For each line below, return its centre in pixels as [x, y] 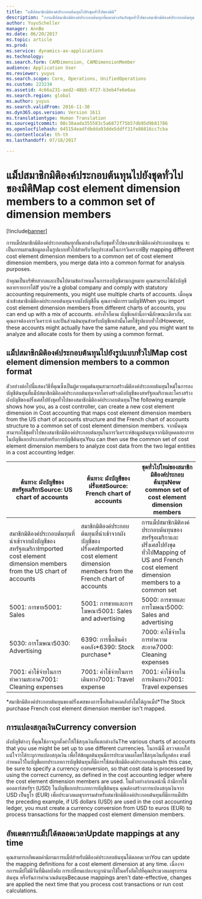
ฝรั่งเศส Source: [108, 486]
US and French [162, 559]
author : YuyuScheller [33, 23]
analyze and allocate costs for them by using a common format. [85, 334]
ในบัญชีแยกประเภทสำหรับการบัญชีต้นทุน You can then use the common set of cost [98, 439]
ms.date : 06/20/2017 [32, 34]
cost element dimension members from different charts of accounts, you [96, 308]
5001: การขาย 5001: [35, 607]
